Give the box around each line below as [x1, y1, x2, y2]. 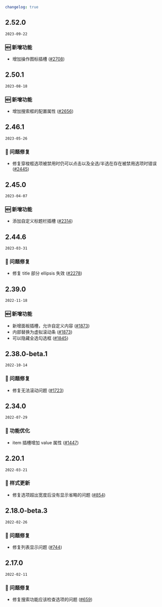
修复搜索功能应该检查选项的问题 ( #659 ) [12, 597, 93, 603]
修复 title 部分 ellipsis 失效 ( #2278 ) [12, 270, 82, 277]
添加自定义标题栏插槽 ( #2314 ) [12, 218, 73, 224]
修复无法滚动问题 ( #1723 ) [12, 387, 64, 393]
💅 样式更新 [5, 480, 31, 487]
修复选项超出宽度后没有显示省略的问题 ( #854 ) [12, 492, 106, 498]
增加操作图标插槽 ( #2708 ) [12, 56, 65, 62]
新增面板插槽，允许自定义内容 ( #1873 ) [12, 323, 90, 328]
